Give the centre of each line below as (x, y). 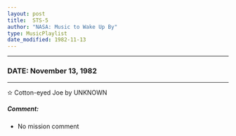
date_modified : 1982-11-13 (47, 40)
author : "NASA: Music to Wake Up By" (63, 27)
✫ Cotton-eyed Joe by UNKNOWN (57, 93)
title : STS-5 (28, 20)
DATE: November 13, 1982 (52, 71)
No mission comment (48, 126)
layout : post (26, 14)
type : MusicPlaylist (38, 33)
